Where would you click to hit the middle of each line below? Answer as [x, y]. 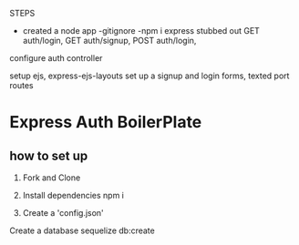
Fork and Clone [52, 178]
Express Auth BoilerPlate [106, 122]
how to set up [49, 155]
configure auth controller [56, 58]
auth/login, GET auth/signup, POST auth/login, [109, 41]
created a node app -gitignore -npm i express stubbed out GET [141, 31]
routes [21, 85]
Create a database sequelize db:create [82, 230]
